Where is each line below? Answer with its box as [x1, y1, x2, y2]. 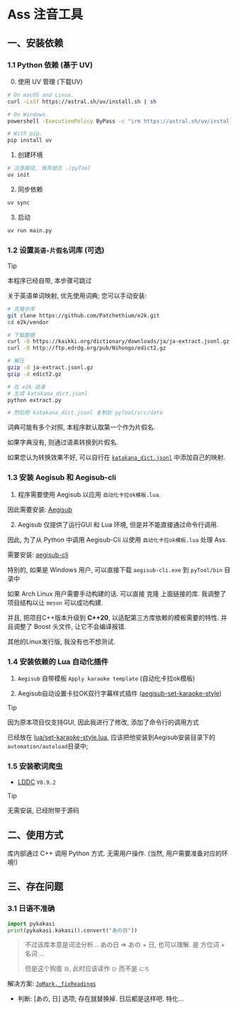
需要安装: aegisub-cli [7, 550, 69, 559]
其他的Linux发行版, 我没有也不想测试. [7, 637, 115, 646]
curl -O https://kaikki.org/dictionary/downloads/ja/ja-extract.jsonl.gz [7, 338, 230, 345]
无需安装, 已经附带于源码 [7, 806, 79, 815]
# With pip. [7, 130, 42, 138]
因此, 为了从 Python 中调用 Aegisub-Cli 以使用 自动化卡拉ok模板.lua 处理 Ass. [7, 535, 228, 544]
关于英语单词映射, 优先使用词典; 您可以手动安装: [7, 291, 147, 300]
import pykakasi [7, 920, 55, 927]
